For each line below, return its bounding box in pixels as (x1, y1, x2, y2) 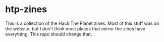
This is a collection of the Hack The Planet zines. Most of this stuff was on (5, 20, 159, 26)
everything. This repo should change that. (5, 31, 92, 37)
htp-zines (5, 4, 47, 15)
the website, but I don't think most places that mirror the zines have (5, 25, 145, 31)
